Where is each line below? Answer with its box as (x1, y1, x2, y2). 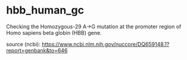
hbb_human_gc (6, 4, 85, 17)
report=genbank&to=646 (6, 46, 68, 54)
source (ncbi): (6, 41, 40, 48)
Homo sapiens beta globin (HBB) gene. (6, 29, 102, 36)
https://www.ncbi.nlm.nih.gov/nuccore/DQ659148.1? (41, 41, 170, 48)
